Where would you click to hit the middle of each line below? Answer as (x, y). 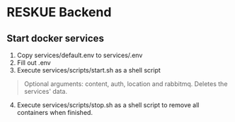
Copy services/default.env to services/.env (80, 55)
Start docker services (55, 38)
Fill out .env (34, 63)
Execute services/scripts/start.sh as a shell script (88, 70)
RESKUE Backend (59, 12)
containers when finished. (55, 112)
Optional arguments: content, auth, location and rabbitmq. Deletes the (126, 84)
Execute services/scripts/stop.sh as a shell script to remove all (108, 105)
